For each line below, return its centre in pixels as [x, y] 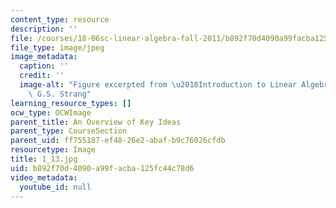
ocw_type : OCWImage [51, 112]
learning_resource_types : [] [71, 103]
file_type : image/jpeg [57, 47]
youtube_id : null [55, 187]
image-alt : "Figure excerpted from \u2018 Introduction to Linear [158, 85]
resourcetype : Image [53, 150]
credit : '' [42, 76]
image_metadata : [44, 57]
